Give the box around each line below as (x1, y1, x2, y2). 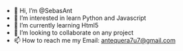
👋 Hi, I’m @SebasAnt (13, 7, 73, 14)
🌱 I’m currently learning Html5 (13, 21, 98, 29)
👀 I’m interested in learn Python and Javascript (13, 14, 147, 22)
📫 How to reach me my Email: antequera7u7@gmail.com (13, 37, 176, 44)
